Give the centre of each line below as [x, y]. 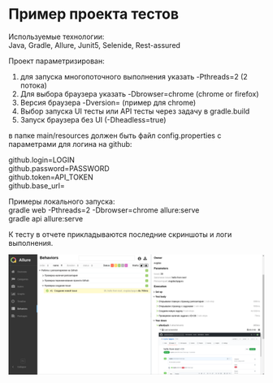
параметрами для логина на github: [70, 144]
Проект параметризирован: [56, 61]
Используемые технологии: [56, 37]
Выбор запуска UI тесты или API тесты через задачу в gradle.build [135, 111]
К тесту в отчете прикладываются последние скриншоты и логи [120, 234]
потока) [33, 85]
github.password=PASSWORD [59, 168]
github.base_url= [37, 185]
